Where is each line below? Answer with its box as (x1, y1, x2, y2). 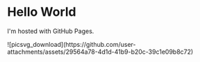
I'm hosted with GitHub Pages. (7, 27, 94, 35)
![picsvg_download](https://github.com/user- (7, 40, 136, 48)
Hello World (7, 4, 76, 20)
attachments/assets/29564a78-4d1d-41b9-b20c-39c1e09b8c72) (7, 48, 194, 56)
